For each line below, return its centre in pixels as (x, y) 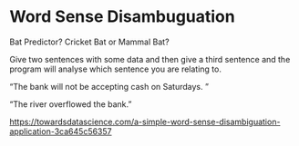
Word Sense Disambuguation (122, 17)
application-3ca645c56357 (61, 131)
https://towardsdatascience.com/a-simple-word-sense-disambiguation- (145, 122)
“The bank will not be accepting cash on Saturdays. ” (109, 86)
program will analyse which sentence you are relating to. (115, 69)
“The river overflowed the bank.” (71, 104)
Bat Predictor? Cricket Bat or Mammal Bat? (90, 42)
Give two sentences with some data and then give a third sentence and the (150, 59)
